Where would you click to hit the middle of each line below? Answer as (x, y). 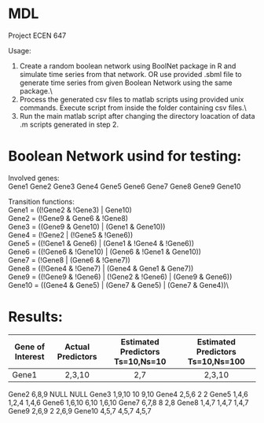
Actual (77, 347)
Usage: (20, 50)
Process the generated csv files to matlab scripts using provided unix (132, 99)
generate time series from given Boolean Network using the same (126, 83)
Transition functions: (41, 201)
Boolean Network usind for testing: (125, 156)
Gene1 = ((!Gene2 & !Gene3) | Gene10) (70, 210)
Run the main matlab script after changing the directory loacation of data (137, 116)
